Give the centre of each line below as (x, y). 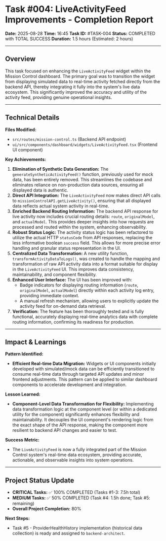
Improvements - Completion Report (79, 20)
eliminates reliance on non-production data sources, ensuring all (78, 185)
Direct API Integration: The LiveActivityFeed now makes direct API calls (86, 195)
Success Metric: (22, 440)
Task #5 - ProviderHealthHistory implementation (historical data (77, 528)
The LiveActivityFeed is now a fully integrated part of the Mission (79, 450)
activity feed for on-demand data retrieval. (63, 306)
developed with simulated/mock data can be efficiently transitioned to (83, 369)
